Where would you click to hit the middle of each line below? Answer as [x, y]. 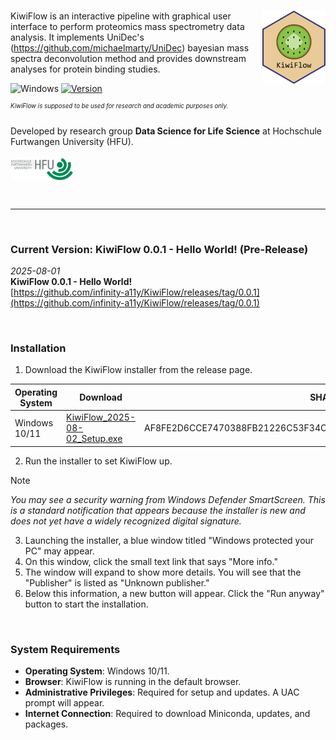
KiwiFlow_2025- [101, 417]
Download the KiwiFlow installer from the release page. [138, 370]
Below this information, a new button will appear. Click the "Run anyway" [174, 593]
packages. [46, 724]
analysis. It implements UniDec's [77, 37]
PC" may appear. [59, 551]
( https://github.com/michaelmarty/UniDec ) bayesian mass [130, 48]
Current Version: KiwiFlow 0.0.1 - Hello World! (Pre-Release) [159, 249]
